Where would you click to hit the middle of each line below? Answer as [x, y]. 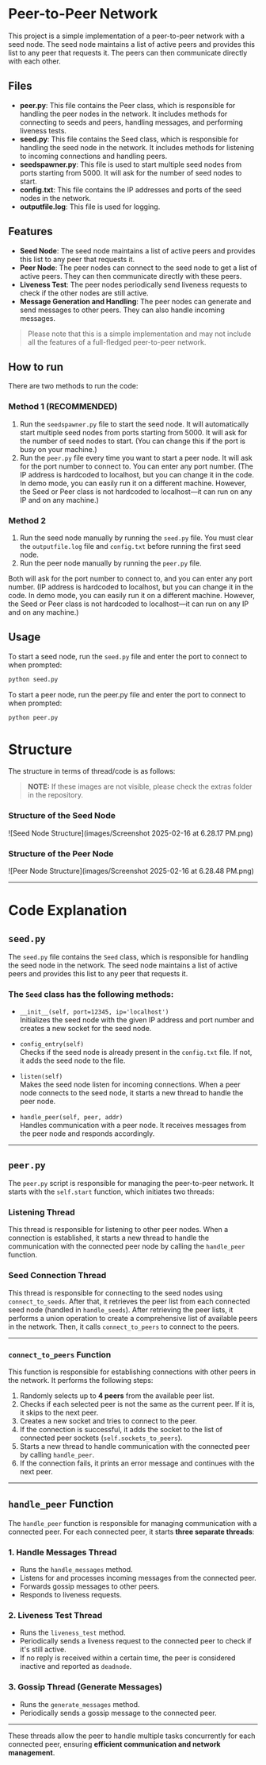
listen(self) [41, 1077]
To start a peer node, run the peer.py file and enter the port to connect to [127, 694]
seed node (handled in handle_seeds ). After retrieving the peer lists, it [121, 1309]
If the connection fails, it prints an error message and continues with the [137, 1463]
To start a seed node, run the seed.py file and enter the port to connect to [128, 656]
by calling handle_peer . [57, 1455]
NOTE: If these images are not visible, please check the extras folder [140, 786]
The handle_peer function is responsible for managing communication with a [133, 1523]
